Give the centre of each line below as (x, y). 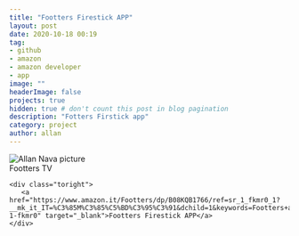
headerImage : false (45, 92)
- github (25, 51)
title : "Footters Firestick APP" (71, 17)
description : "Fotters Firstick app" (79, 117)
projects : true (37, 100)
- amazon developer (45, 68)
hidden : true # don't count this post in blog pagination (119, 109)
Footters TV (31, 168)
